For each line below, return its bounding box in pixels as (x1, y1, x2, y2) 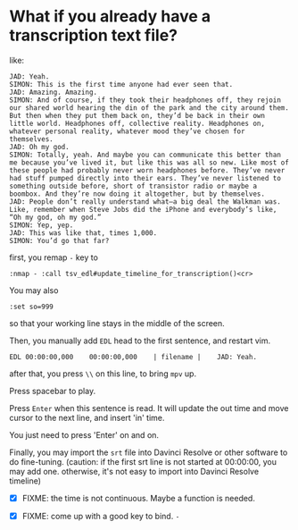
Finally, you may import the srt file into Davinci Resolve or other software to (9, 447, 288, 458)
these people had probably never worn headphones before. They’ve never (9, 165, 286, 175)
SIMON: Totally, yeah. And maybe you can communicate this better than (9, 150, 281, 159)
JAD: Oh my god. (9, 142, 70, 151)
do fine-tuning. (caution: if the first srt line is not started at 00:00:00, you (9, 456, 277, 467)
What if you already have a (9, 6, 211, 27)
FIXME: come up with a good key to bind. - (21, 511, 180, 521)
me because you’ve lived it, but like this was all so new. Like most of (9, 158, 290, 167)
